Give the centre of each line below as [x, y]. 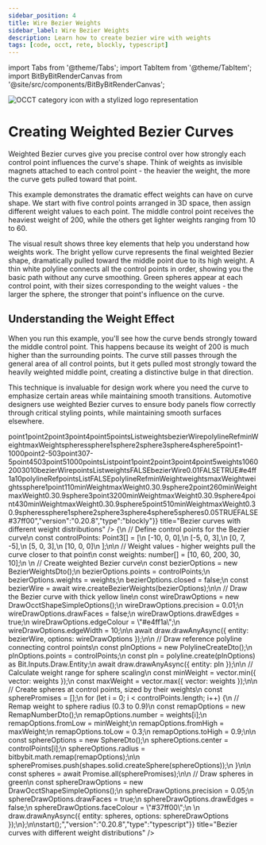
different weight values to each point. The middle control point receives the [131, 212]
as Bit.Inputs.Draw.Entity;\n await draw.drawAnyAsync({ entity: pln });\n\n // [131, 664]
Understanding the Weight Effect [91, 319]
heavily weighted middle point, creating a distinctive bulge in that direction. [131, 372]
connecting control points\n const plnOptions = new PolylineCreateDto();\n [130, 647]
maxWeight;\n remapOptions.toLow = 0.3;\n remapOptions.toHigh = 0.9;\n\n [132, 732]
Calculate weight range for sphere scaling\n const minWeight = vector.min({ [132, 672]
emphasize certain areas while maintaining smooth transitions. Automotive [130, 396]
